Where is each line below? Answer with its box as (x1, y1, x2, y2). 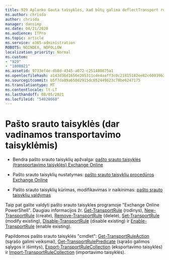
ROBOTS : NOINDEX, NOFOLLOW (5, 45, 62, 50)
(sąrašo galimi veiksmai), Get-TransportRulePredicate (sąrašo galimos (5, 238, 150, 245)
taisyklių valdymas (12, 192, 51, 198)
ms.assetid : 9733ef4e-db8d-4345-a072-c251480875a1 (5, 69, 114, 74)
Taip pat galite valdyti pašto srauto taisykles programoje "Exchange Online (5, 202, 159, 208)
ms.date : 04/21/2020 (5, 26, 49, 31)
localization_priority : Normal (5, 49, 71, 55)
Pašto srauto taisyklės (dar (5, 118, 120, 130)
